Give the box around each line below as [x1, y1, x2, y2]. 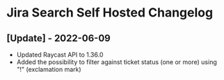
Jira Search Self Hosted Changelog [6, 5, 214, 21]
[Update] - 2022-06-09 [6, 32, 111, 44]
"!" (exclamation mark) [16, 66, 81, 73]
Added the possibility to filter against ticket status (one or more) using [16, 58, 217, 66]
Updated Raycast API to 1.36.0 [16, 50, 104, 59]
